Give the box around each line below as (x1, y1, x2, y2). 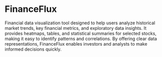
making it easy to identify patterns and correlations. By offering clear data (5, 36, 157, 42)
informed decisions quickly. (5, 46, 62, 52)
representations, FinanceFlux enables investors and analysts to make (5, 41, 147, 47)
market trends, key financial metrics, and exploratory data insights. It (5, 25, 146, 31)
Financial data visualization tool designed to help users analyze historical (5, 20, 155, 26)
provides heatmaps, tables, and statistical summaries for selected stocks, (5, 30, 156, 36)
